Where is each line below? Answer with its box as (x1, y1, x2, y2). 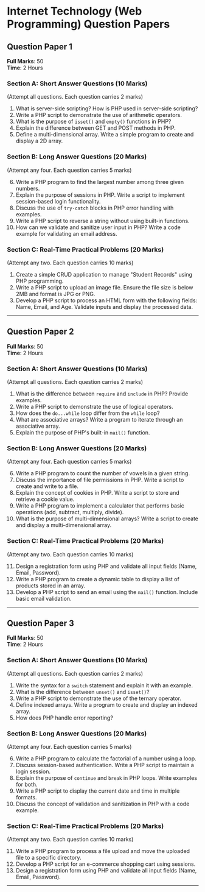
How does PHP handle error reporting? (15, 714, 113, 721)
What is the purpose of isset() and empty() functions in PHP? (15, 118, 172, 126)
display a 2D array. (15, 137, 63, 144)
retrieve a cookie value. (15, 495, 75, 503)
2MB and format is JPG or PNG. (15, 290, 96, 297)
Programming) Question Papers (7, 17, 170, 31)
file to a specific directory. (15, 854, 82, 862)
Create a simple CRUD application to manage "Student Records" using (15, 271, 193, 278)
